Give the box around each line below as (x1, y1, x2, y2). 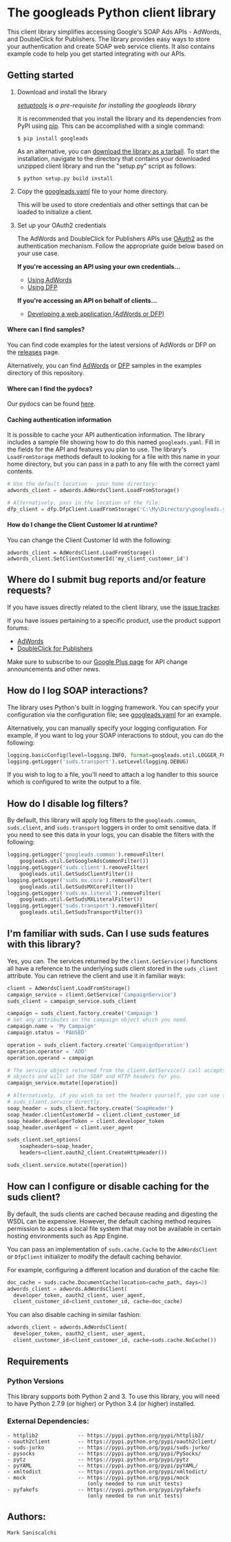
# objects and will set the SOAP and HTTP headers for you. (7, 1073, 184, 1080)
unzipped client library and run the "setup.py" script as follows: (16, 162, 197, 170)
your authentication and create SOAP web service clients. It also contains (7, 42, 215, 50)
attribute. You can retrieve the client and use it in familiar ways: (7, 972, 186, 980)
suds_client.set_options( (7, 1137, 81, 1144)
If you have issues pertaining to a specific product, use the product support (7, 616, 221, 624)
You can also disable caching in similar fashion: (7, 1311, 142, 1319)
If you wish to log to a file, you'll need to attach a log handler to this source (7, 771, 219, 779)
